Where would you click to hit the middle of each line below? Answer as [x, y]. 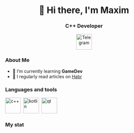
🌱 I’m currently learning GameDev [47, 71]
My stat [14, 125]
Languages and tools [31, 89]
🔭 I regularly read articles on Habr [47, 76]
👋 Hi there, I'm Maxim [84, 10]
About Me [17, 60]
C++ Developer [84, 26]
